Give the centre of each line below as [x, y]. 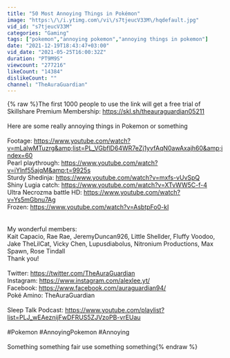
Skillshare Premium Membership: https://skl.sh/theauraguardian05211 [106, 111]
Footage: [20, 141]
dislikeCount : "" [32, 78]
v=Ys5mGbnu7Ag [31, 200]
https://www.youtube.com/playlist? [114, 310]
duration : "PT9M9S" [35, 59]
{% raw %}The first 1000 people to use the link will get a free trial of [104, 104]
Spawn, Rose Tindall [36, 251]
